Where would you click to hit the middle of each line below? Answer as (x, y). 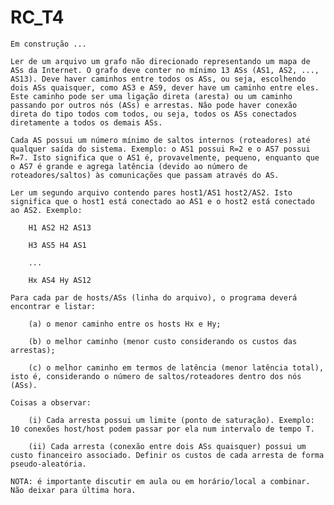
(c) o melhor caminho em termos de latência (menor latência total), (176, 367)
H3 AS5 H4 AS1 (57, 245)
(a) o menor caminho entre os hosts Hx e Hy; (125, 324)
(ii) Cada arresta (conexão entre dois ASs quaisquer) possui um (167, 446)
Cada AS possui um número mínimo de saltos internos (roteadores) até (160, 140)
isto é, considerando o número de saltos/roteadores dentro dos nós (156, 376)
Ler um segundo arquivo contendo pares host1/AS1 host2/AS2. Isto (151, 192)
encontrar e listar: (53, 306)
